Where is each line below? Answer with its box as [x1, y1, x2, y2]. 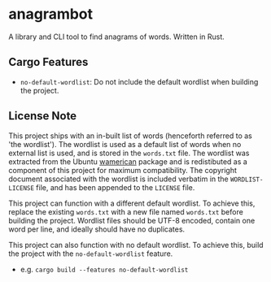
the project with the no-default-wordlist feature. [8, 249, 173, 258]
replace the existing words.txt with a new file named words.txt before [8, 206, 244, 216]
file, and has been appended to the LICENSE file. [36, 182, 195, 192]
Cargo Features [8, 55, 89, 69]
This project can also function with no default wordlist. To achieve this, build [8, 240, 264, 249]
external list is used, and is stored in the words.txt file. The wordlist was [8, 148, 250, 158]
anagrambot [8, 5, 94, 24]
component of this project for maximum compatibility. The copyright [8, 165, 238, 175]
